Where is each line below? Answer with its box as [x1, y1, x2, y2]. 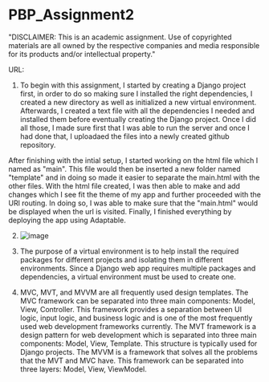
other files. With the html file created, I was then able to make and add [8, 181, 241, 190]
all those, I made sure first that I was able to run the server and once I [19, 123, 251, 132]
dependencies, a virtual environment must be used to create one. [19, 271, 237, 282]
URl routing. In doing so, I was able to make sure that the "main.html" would [8, 198, 259, 208]
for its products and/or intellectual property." [8, 49, 156, 59]
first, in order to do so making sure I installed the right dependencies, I [19, 88, 253, 98]
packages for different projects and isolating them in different [19, 254, 223, 264]
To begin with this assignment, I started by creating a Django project [19, 80, 247, 90]
